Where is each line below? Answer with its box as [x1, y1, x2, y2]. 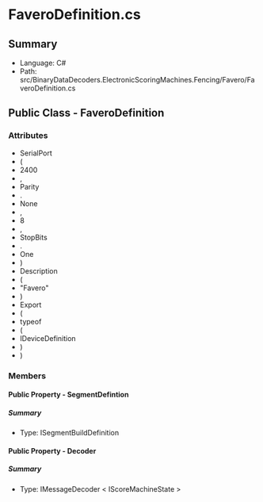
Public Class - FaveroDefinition [8, 106, 165, 120]
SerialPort [19, 148, 53, 158]
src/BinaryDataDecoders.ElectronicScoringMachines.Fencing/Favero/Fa [19, 75, 255, 84]
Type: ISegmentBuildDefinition [19, 428, 120, 438]
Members [8, 370, 46, 381]
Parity [19, 182, 40, 191]
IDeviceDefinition [19, 333, 77, 343]
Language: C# [19, 58, 67, 67]
